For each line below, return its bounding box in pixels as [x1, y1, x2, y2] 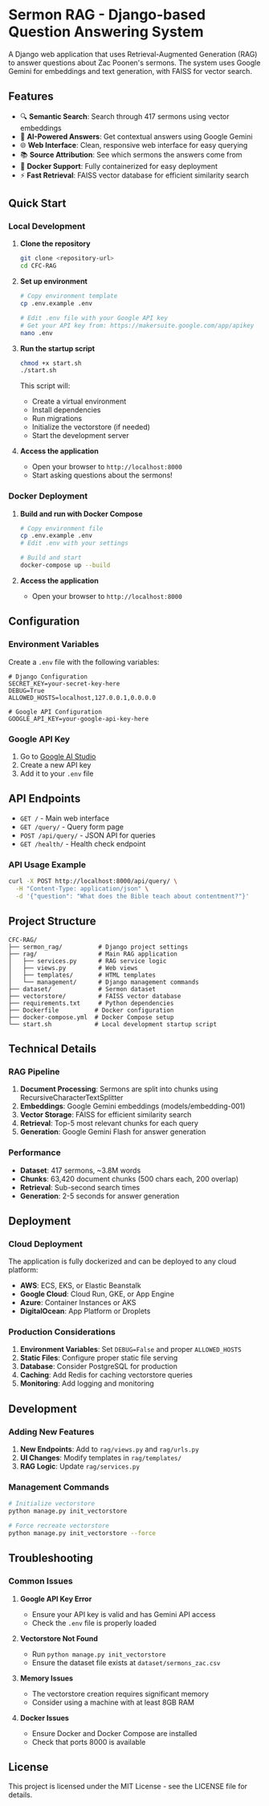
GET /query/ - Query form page [19, 821, 124, 831]
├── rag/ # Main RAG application [8, 950, 178, 958]
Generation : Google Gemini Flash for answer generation [19, 1127, 206, 1136]
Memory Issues [19, 1673, 74, 1683]
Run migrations [31, 414, 83, 424]
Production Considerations [8, 1326, 116, 1337]
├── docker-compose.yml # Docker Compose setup [8, 1013, 174, 1022]
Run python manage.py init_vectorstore [31, 1649, 166, 1659]
